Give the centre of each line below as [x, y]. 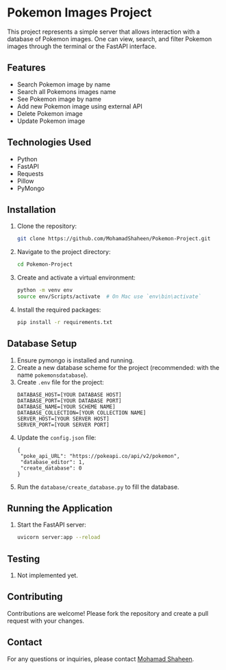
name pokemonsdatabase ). [52, 375]
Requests [30, 174]
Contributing [35, 597]
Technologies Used [49, 142]
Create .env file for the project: [60, 382]
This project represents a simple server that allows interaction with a [103, 32]
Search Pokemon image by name [64, 84]
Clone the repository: [47, 226]
